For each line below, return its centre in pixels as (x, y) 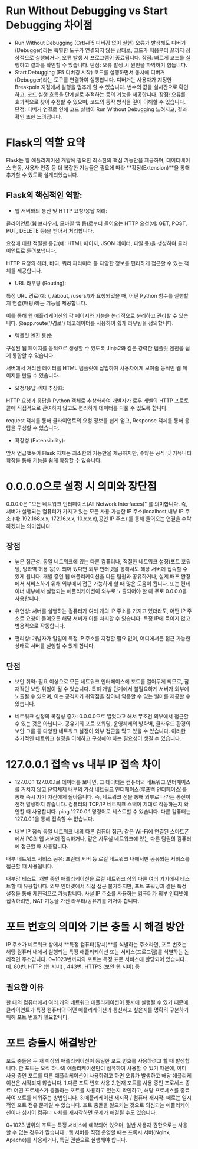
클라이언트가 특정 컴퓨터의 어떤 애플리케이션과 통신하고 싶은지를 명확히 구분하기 (98, 1010)
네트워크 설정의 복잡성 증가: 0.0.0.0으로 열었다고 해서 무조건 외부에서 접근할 (101, 717)
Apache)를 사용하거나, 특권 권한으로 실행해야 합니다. (67, 1140)
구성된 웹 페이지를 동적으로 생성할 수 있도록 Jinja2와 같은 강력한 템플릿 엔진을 (95, 348)
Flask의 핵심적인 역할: (44, 195)
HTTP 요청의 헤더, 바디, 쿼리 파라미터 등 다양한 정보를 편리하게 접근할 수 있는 (95, 263)
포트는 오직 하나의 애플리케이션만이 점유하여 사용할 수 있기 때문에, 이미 (105, 1068)
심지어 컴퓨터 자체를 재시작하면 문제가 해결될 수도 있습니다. (89, 1112)
